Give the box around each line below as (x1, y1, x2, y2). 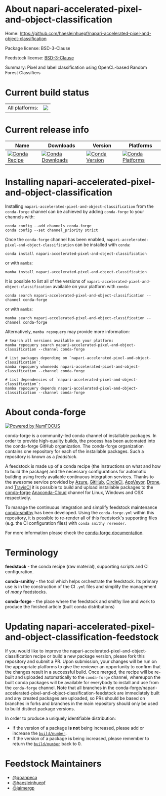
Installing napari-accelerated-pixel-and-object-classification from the (5, 203, 154, 209)
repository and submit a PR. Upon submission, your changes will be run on (5, 658, 157, 664)
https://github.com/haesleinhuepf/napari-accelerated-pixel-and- (19, 30, 152, 36)
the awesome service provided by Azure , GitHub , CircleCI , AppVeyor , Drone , (5, 479, 161, 485)
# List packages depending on (5, 355, 68, 360)
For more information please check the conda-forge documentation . (5, 530, 144, 536)
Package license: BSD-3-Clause (5, 45, 71, 51)
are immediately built (117, 690, 160, 696)
